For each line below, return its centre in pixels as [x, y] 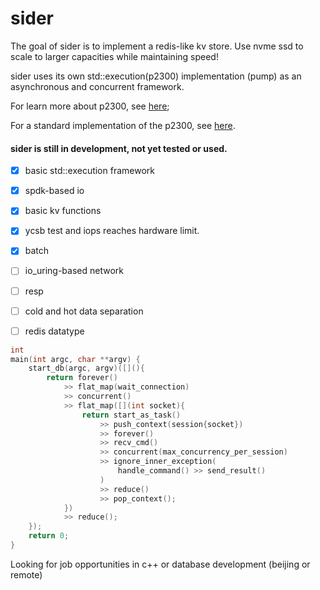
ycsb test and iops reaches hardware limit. [112, 231]
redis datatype [54, 331]
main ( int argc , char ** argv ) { [75, 359]
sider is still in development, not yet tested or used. [119, 148]
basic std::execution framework [89, 171]
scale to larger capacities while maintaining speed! [114, 56]
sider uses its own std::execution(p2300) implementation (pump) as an [156, 76]
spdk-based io [54, 191]
